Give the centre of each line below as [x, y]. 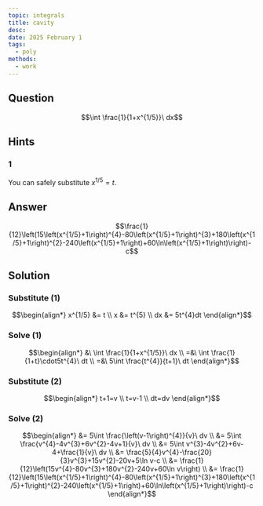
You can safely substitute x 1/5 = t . [62, 182]
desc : [17, 30]
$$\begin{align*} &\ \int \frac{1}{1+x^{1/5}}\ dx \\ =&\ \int [119, 352]
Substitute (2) [35, 381]
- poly [26, 52]
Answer [28, 207]
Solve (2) [26, 418]
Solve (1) [25, 336]
